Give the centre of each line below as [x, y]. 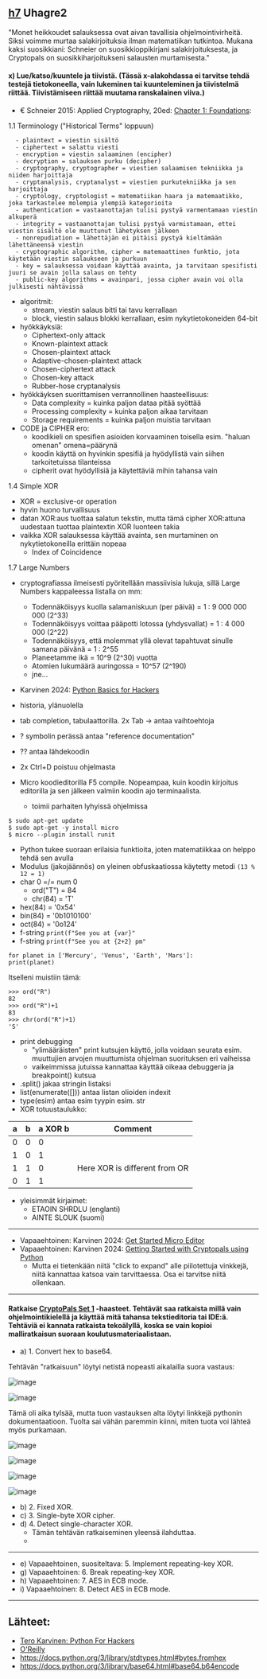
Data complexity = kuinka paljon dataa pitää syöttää [116, 403]
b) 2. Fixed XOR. [46, 1507]
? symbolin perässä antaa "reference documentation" [107, 736]
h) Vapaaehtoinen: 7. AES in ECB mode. [84, 1581]
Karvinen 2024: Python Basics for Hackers [89, 690]
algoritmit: [36, 302]
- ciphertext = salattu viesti [67, 148]
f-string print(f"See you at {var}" [77, 933]
